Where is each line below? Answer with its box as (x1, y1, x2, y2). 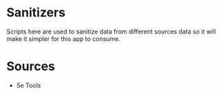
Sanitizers (6, 5, 66, 21)
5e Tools (16, 81, 41, 90)
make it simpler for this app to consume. (6, 34, 121, 42)
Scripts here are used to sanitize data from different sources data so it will (6, 27, 216, 36)
